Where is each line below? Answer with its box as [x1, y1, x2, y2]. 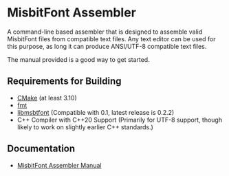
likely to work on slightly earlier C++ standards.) [17, 122, 153, 131]
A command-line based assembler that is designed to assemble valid [7, 27, 203, 36]
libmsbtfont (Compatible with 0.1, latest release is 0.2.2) [17, 108, 175, 116]
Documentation [7, 143, 76, 155]
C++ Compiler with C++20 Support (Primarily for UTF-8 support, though [17, 115, 222, 124]
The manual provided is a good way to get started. [7, 55, 150, 63]
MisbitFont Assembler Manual [17, 161, 102, 169]
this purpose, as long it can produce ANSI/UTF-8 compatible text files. [7, 42, 207, 50]
